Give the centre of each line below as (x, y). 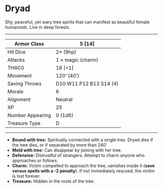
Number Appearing (29, 115)
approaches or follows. (35, 160)
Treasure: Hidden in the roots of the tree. (53, 181)
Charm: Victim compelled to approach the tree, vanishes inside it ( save (83, 166)
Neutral (64, 99)
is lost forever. (26, 176)
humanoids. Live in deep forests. (38, 27)
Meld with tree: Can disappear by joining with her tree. (67, 150)
